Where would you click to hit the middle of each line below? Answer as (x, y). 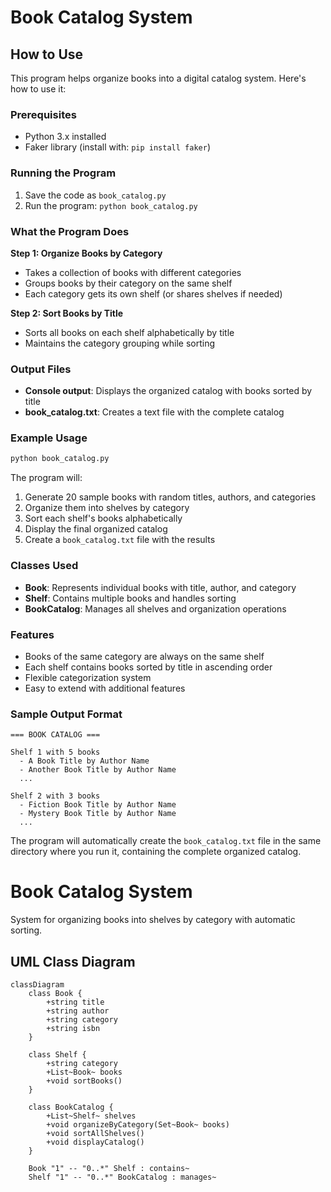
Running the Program (63, 173)
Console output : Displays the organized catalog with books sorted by (168, 391)
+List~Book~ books (84, 1072)
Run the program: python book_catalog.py (111, 205)
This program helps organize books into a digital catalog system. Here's (158, 78)
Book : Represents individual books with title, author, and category (160, 587)
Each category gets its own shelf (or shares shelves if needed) (153, 293)
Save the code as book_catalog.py (95, 195)
